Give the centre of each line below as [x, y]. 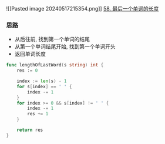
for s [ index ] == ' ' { [44, 86]
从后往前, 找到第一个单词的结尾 [52, 39]
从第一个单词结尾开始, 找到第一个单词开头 [65, 46]
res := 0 [27, 71]
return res [30, 130]
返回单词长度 [30, 54]
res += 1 [38, 114]
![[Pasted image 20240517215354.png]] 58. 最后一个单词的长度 [82, 9]
